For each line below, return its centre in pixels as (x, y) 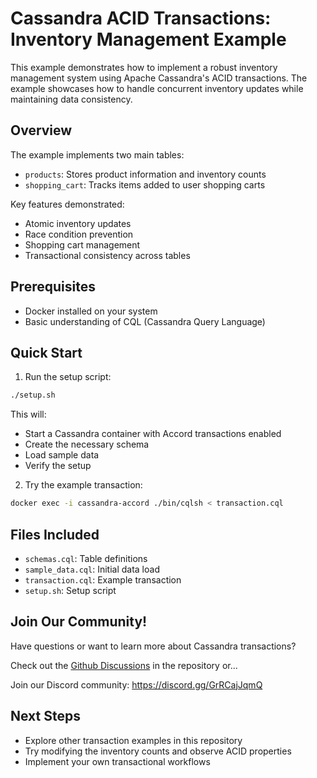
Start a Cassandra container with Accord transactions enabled (153, 434)
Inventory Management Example (148, 39)
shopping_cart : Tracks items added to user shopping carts (145, 184)
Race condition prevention (79, 234)
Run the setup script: (68, 377)
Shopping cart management (82, 244)
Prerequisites (53, 287)
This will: (28, 414)
